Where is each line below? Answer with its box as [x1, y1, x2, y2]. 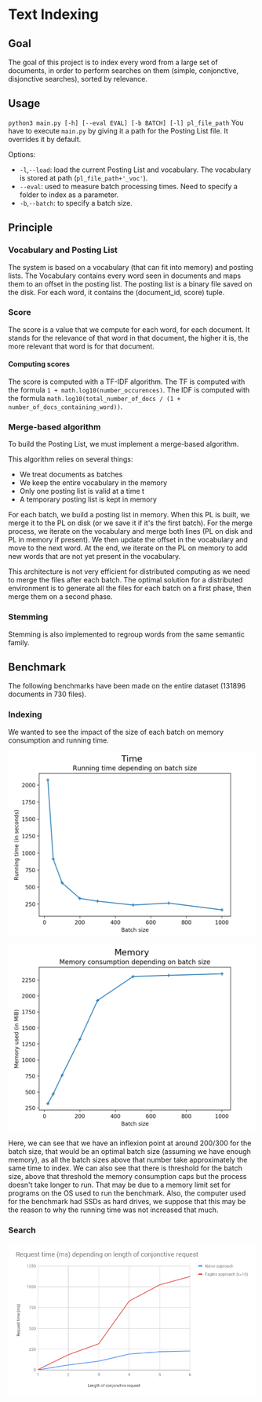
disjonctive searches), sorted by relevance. [8, 75, 147, 83]
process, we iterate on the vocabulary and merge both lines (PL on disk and [8, 527, 253, 536]
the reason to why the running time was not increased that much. [8, 1205, 219, 1214]
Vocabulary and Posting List [8, 245, 118, 256]
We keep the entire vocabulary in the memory [19, 478, 168, 487]
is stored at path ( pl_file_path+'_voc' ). [19, 173, 148, 182]
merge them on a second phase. [8, 592, 113, 601]
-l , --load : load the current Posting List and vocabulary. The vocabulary [19, 165, 252, 174]
